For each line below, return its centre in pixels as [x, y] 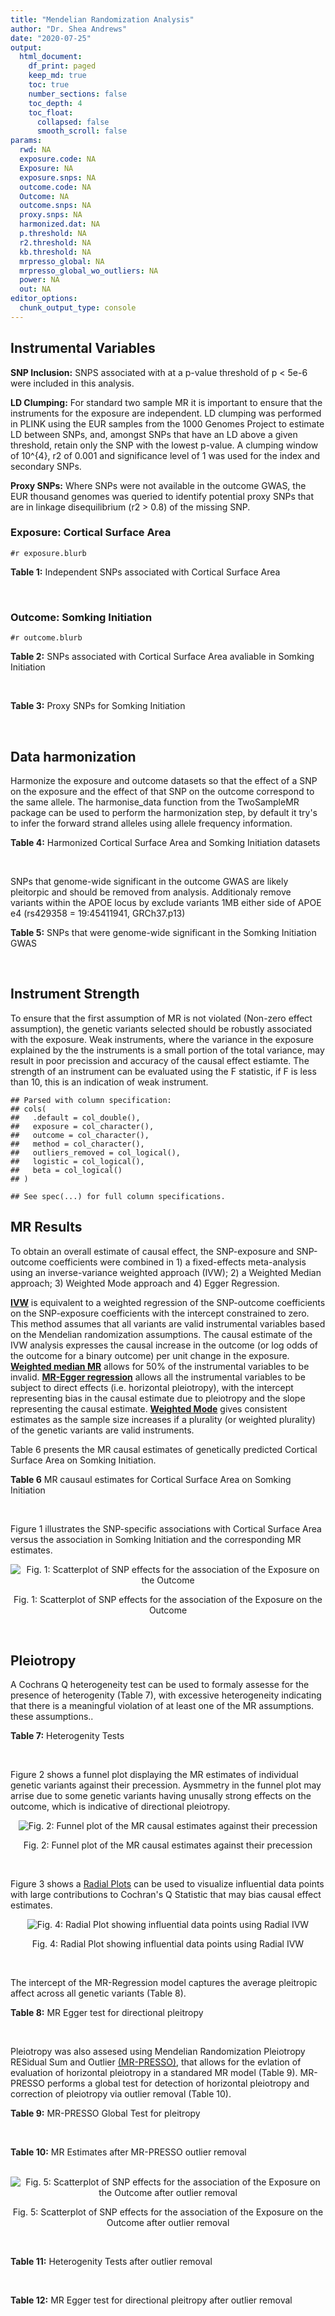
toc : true [49, 85]
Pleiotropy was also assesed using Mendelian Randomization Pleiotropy [158, 2052]
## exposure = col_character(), [82, 1126]
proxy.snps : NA [51, 215]
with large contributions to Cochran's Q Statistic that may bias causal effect [166, 1895]
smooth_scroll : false [82, 131]
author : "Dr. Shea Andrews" [69, 29]
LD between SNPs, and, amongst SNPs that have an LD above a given [154, 434]
